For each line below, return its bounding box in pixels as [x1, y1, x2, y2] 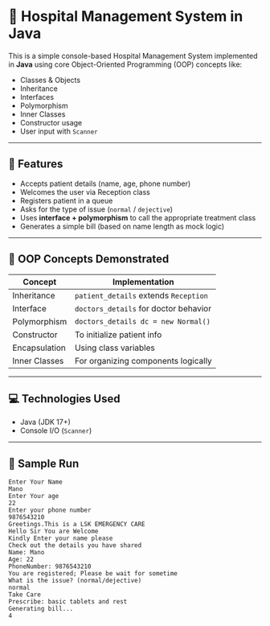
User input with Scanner [19, 126, 98, 136]
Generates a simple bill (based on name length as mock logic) [19, 221, 225, 231]
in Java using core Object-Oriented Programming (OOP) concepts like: [8, 60, 243, 69]
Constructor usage [19, 117, 83, 127]
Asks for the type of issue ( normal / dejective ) [19, 204, 174, 214]
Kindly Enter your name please [8, 534, 113, 542]
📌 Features [8, 157, 63, 171]
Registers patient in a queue [19, 196, 113, 205]
